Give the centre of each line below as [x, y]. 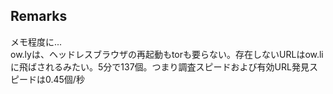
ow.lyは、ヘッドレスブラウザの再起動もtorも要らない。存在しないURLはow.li [167, 54]
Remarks [39, 16]
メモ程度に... [36, 41]
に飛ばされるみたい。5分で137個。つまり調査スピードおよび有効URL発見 [160, 66]
